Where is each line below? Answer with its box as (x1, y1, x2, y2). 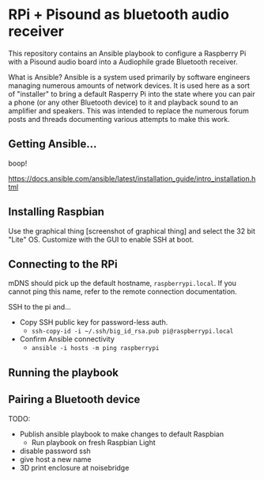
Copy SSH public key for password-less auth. (19, 318, 168, 327)
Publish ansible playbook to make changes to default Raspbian (19, 429, 224, 439)
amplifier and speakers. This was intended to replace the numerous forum (8, 105, 249, 116)
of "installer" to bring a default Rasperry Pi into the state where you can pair (8, 89, 255, 98)
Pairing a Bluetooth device (8, 393, 141, 406)
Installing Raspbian (8, 205, 105, 219)
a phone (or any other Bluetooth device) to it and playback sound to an (8, 97, 239, 107)
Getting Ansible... (8, 137, 97, 151)
